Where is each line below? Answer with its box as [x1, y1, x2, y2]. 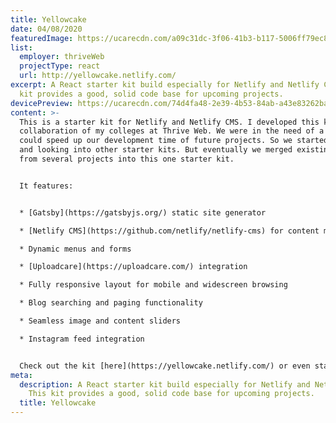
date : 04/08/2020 [10, 24, 83, 34]
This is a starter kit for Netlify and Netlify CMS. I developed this [19, 117, 320, 127]
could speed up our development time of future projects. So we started [19, 136, 329, 146]
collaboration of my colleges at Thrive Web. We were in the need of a [19, 126, 325, 136]
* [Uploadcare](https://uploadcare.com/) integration [19, 262, 248, 272]
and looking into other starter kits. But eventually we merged [19, 145, 293, 155]
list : [10, 42, 33, 53]
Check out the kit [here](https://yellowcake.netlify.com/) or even [19, 361, 311, 371]
